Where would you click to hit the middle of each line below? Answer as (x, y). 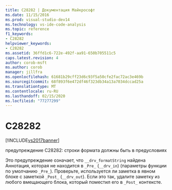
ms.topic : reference (27, 29)
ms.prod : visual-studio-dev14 (38, 20)
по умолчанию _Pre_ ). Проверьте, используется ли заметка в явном (80, 171)
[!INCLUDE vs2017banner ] (33, 140)
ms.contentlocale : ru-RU (32, 91)
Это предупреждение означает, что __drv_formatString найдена (75, 160)
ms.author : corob (24, 67)
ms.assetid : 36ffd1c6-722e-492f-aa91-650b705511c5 (61, 53)
